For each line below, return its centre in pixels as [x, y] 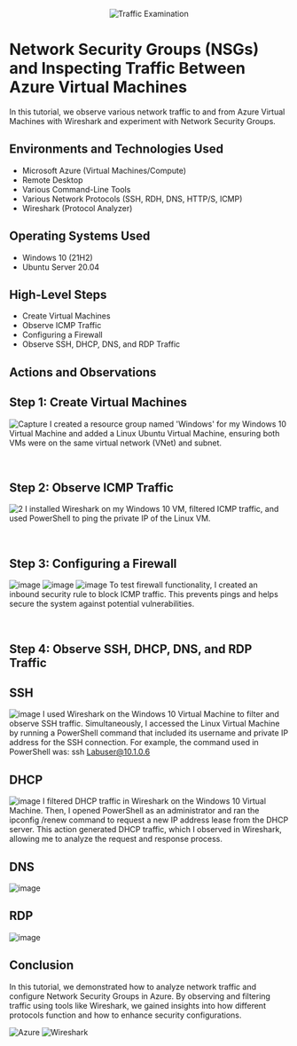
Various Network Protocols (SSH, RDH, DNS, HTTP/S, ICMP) [132, 199]
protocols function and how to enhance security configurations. [125, 1015]
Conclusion [42, 966]
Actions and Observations [83, 372]
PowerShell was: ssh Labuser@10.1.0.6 [80, 752]
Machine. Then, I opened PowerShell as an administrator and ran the [134, 811]
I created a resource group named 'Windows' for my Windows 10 [168, 424]
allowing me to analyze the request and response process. [116, 839]
